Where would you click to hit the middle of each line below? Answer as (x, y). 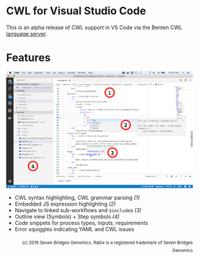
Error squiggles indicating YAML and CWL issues (74, 229)
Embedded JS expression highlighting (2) (65, 204)
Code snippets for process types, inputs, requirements (81, 223)
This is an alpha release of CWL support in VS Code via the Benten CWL (94, 27)
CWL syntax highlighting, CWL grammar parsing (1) (77, 197)
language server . (27, 33)
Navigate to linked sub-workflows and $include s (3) (78, 210)
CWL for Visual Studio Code (76, 11)
